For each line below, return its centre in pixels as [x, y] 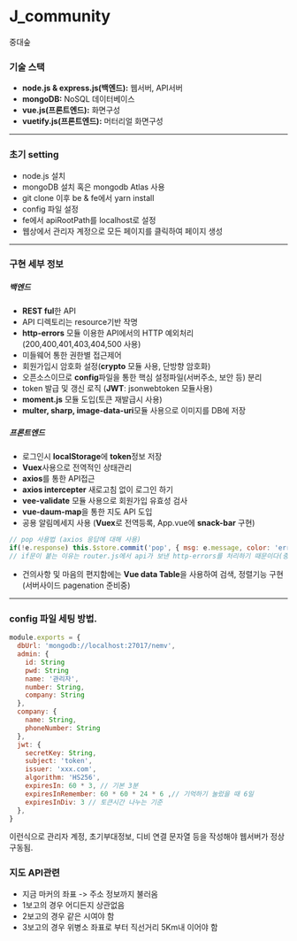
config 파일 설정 [50, 209]
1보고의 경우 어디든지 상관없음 [73, 905]
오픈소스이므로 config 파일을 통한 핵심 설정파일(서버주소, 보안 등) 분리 [142, 377]
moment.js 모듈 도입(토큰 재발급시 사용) [92, 399]
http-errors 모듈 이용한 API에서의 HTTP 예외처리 [108, 333]
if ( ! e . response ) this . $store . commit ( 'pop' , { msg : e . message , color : [140, 548]
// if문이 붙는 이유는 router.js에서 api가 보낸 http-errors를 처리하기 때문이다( [146, 556]
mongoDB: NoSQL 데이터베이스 [78, 99]
